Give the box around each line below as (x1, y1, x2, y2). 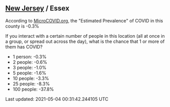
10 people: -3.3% (12, 75, 50, 81)
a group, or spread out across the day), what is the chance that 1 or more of (5, 38, 165, 44)
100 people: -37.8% (12, 86, 54, 92)
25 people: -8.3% (12, 81, 50, 87)
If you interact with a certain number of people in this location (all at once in (5, 33, 165, 39)
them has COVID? (5, 43, 42, 50)
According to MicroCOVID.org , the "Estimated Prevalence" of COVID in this (5, 17, 163, 23)
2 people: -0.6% (12, 59, 48, 65)
